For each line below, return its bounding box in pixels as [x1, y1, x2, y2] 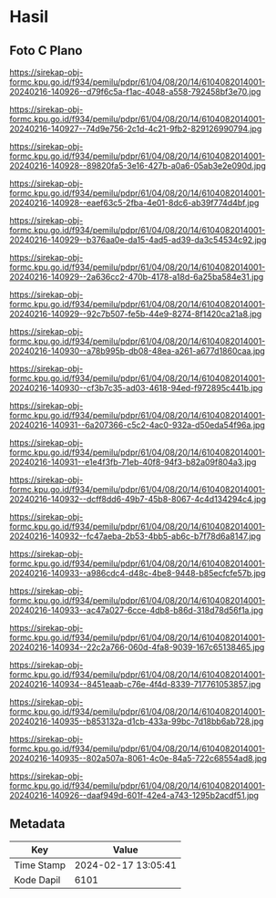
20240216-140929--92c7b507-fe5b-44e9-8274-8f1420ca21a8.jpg [9, 308, 262, 319]
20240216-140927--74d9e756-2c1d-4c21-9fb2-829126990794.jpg [9, 123, 262, 134]
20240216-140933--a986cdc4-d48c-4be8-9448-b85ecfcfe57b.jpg [9, 568, 266, 578]
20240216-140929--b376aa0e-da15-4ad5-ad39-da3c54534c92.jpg [9, 234, 267, 245]
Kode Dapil [14, 873, 61, 886]
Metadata [9, 816, 66, 831]
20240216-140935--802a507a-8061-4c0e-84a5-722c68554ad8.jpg [9, 753, 267, 763]
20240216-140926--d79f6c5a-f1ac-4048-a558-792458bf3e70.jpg [9, 87, 261, 97]
